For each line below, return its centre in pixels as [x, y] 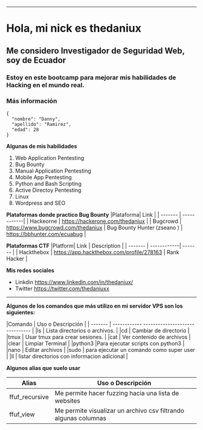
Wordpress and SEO [40, 203]
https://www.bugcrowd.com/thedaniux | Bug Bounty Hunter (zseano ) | [95, 227]
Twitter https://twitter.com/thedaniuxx [62, 288]
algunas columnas [81, 418]
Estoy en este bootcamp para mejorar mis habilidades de [91, 78]
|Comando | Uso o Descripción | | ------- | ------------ [74, 324]
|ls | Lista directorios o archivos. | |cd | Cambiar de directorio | [112, 330]
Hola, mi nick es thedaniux [74, 28]
